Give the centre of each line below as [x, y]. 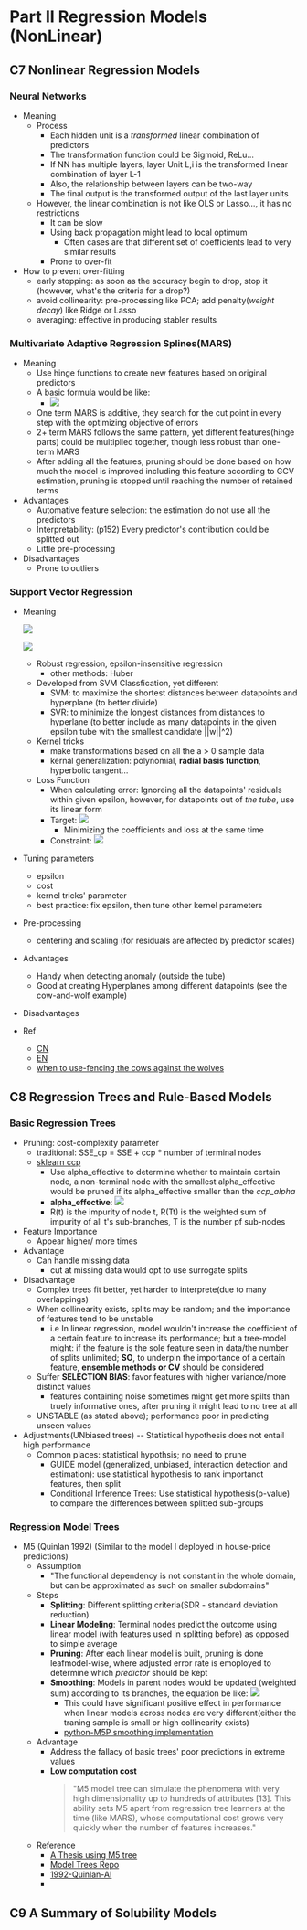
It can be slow [76, 222]
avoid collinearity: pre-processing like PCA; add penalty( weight [155, 300]
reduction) [69, 1615]
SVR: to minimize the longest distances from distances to [157, 712]
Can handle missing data [83, 1261]
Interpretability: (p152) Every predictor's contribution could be [153, 530]
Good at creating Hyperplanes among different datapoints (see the [162, 986]
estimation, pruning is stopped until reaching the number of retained [165, 481]
